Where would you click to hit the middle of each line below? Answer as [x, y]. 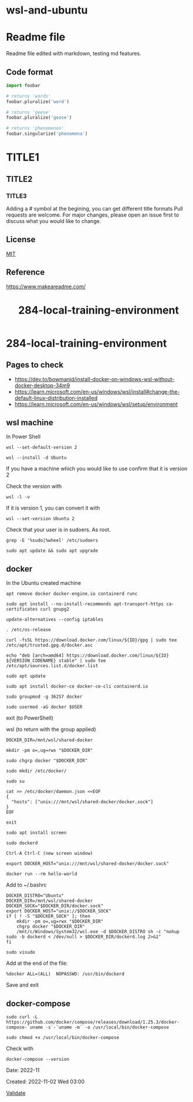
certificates [22, 610]
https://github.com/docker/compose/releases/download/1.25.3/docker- [93, 1022]
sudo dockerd [22, 843]
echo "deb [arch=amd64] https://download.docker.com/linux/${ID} [87, 656]
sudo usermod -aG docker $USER [44, 707]
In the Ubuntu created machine [43, 583]
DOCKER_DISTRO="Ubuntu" [35, 896]
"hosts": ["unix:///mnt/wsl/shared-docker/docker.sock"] [82, 802]
